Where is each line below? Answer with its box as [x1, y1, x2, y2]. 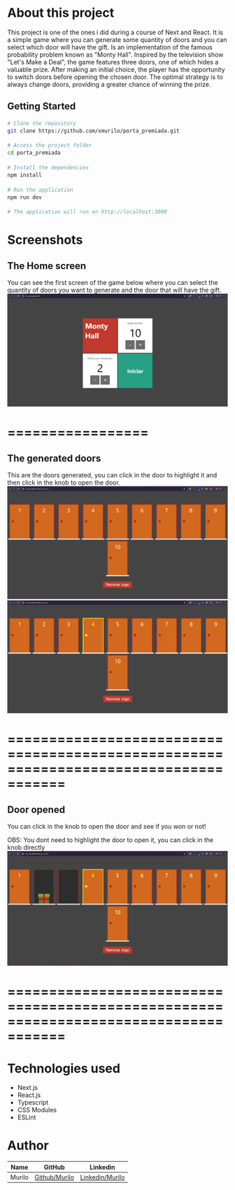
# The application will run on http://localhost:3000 [7, 209, 168, 216]
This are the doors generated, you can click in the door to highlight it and [7, 471, 218, 479]
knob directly [7, 843, 45, 852]
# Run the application [7, 186, 73, 193]
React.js [17, 1091, 41, 1100]
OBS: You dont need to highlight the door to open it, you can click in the [7, 836, 214, 844]
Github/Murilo [34, 1172, 75, 1181]
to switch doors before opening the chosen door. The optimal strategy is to [7, 72, 223, 81]
